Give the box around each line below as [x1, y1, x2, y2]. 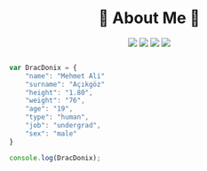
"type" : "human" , [25, 113, 90, 122]
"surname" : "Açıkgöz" [25, 80, 105, 89]
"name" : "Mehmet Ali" [25, 71, 105, 81]
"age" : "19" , [25, 105, 74, 113]
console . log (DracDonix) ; [9, 153, 101, 162]
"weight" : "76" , [25, 97, 86, 105]
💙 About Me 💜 [98, 8, 201, 28]
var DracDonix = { [9, 63, 77, 72]
